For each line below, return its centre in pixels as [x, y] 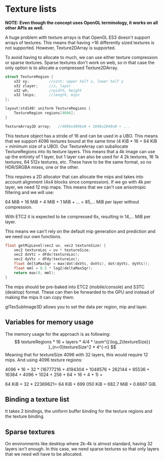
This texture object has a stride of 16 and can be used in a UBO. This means [82, 136]
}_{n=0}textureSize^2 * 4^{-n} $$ [82, 347]
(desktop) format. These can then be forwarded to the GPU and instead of [80, 292]
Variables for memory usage [49, 322]
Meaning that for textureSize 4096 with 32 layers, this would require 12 [77, 354]
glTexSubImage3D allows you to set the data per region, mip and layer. [76, 307]
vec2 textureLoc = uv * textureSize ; [52, 250]
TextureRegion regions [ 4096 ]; [45, 113]
